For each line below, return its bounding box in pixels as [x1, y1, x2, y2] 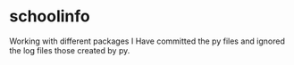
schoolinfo [9, 6, 91, 27]
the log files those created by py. [9, 45, 130, 55]
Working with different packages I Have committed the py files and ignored [9, 36, 286, 46]
